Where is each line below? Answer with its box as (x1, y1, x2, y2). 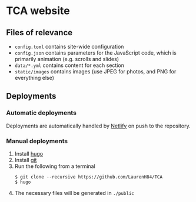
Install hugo (14, 150, 43, 157)
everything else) (14, 75, 55, 81)
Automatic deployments (6, 109, 77, 117)
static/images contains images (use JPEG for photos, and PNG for (14, 68, 177, 75)
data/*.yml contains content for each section (14, 62, 125, 69)
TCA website (6, 4, 70, 18)
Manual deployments (6, 137, 68, 145)
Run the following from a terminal (14, 163, 95, 170)
